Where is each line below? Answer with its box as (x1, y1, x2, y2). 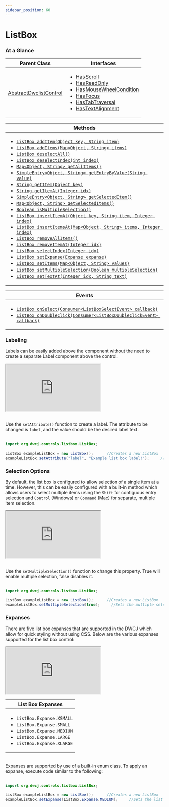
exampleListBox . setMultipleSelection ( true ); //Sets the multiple (5, 602, 154, 607)
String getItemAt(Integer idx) (16, 188, 92, 194)
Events (76, 292, 93, 299)
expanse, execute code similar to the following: (5, 768, 103, 774)
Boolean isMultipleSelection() (16, 207, 92, 213)
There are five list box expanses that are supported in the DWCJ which (5, 625, 152, 632)
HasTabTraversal (76, 99, 116, 106)
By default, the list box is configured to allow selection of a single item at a (5, 479, 159, 485)
